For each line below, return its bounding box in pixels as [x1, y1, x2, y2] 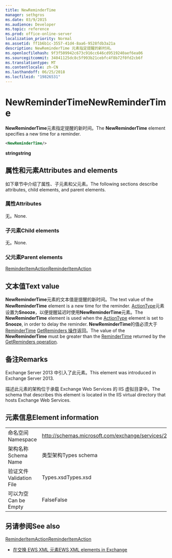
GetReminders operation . [5, 339, 58, 345]
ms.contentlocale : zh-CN [5, 65, 58, 70]
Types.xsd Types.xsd [41, 473, 92, 480]
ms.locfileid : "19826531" [5, 74, 60, 80]
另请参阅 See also [5, 522, 60, 531]
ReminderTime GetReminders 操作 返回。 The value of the [5, 328, 125, 334]
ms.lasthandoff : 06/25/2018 [5, 70, 66, 75]
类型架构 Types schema [41, 451, 98, 458]
